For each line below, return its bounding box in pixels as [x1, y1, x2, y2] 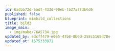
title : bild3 [5, 20, 32, 26]
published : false [5, 12, 41, 17]
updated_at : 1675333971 [5, 39, 54, 44]
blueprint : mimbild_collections [5, 16, 71, 21]
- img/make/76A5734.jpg [9, 30, 58, 34]
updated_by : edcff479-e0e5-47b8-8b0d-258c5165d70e [5, 34, 111, 39]
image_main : [5, 25, 29, 30]
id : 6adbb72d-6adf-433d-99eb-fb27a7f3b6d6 [5, 7, 93, 12]
